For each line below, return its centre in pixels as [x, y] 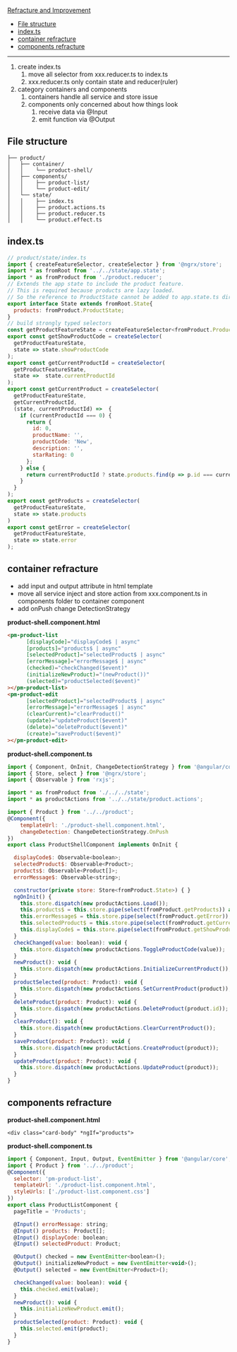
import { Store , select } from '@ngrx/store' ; [77, 774]
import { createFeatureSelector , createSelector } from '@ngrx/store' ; [115, 264]
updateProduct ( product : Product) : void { [75, 1061]
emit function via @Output [77, 119]
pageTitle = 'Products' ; [50, 1211]
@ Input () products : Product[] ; [60, 1231]
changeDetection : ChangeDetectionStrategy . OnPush [95, 832]
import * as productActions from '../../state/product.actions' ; [105, 799]
